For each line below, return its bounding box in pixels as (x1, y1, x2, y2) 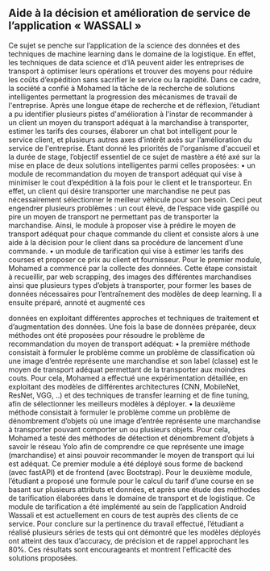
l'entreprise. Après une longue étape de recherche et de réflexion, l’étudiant (8, 100, 260, 110)
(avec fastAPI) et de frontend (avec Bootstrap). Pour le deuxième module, (8, 467, 252, 477)
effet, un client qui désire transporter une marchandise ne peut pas (8, 185, 231, 196)
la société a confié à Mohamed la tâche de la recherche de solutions (8, 83, 235, 93)
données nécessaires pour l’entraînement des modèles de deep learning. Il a (8, 289, 263, 298)
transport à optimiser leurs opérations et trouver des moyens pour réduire (8, 66, 253, 76)
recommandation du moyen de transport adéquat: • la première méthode (8, 339, 251, 348)
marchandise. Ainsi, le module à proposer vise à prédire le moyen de (8, 220, 236, 230)
